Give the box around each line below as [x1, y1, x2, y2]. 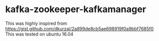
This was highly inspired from [5, 20, 68, 26]
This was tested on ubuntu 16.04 [5, 31, 74, 37]
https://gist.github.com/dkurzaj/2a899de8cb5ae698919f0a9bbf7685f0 [5, 25, 154, 31]
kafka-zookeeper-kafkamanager [5, 4, 146, 15]
